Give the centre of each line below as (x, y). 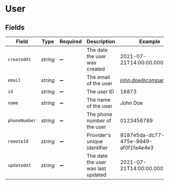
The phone (100, 114)
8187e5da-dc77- (142, 135)
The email (98, 77)
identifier (97, 148)
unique (95, 141)
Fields (15, 27)
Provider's (99, 135)
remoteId (18, 141)
